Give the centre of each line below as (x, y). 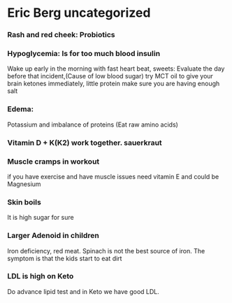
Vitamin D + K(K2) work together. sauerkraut (85, 143)
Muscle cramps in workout (53, 161)
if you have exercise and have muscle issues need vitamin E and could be (113, 176)
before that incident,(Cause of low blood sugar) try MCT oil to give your (110, 76)
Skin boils (24, 202)
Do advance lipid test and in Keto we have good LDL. (83, 291)
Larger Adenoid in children (53, 236)
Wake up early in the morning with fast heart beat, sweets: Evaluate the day (116, 69)
